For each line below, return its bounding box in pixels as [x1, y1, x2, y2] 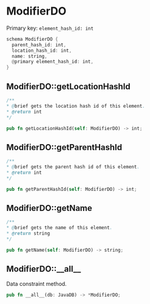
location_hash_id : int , [12, 47, 72, 54]
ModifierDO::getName [6, 202, 92, 213]
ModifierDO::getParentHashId [6, 142, 123, 153]
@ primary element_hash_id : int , [12, 59, 94, 65]
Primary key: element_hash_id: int [6, 24, 94, 32]
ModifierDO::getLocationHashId [6, 81, 131, 92]
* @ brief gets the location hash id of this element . [6, 103, 146, 109]
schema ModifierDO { [6, 36, 59, 42]
